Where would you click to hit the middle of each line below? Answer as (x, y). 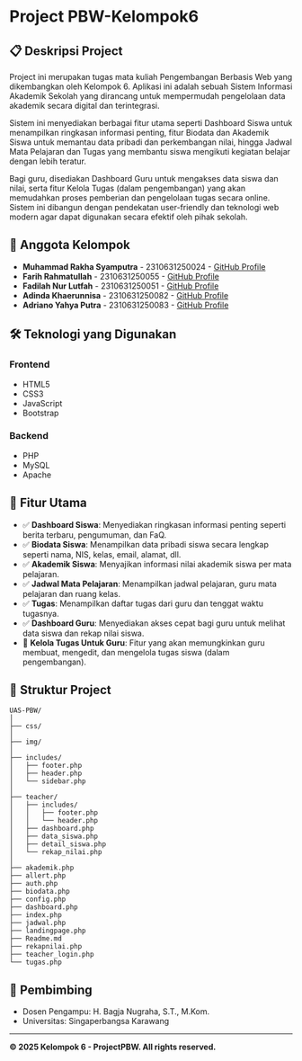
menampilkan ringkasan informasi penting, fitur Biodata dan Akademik (139, 133)
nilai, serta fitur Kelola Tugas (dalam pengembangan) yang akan (128, 188)
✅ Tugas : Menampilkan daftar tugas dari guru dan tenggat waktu (142, 603)
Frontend (30, 364)
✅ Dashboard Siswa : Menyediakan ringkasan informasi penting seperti (154, 524)
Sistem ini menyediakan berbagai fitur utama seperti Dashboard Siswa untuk (151, 123)
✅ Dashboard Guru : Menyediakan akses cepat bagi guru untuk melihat (154, 623)
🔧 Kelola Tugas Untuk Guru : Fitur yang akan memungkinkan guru (143, 642)
